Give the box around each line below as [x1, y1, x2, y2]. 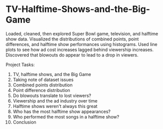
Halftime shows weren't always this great [12, 103, 98, 109]
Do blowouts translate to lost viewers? [12, 92, 91, 98]
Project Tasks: [5, 61, 35, 67]
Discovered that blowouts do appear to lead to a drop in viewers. [5, 51, 139, 58]
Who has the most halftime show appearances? [12, 108, 111, 114]
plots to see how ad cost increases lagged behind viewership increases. [5, 46, 154, 52]
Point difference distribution [12, 87, 70, 93]
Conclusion [12, 119, 36, 125]
